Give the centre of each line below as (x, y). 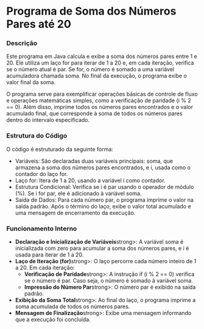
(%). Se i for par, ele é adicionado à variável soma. (78, 193)
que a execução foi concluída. (53, 320)
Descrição (22, 43)
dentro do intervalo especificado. (48, 120)
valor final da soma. (31, 82)
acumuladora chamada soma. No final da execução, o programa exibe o (97, 76)
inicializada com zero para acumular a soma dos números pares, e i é (102, 249)
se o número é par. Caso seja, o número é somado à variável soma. (108, 281)
